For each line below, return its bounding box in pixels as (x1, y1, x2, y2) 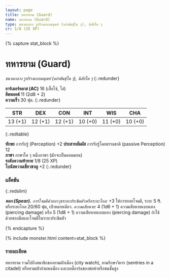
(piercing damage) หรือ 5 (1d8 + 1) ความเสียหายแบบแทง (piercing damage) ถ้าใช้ (5, 209, 160, 215)
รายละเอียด (5, 248, 27, 255)
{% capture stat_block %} (5, 40, 59, 46)
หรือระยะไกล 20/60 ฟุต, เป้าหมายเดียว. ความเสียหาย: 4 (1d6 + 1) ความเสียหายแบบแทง (5, 204, 156, 210)
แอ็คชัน (5, 176, 19, 183)
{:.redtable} (5, 131, 29, 137)
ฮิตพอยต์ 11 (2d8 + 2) (5, 91, 46, 97)
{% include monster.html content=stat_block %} (5, 235, 106, 241)
